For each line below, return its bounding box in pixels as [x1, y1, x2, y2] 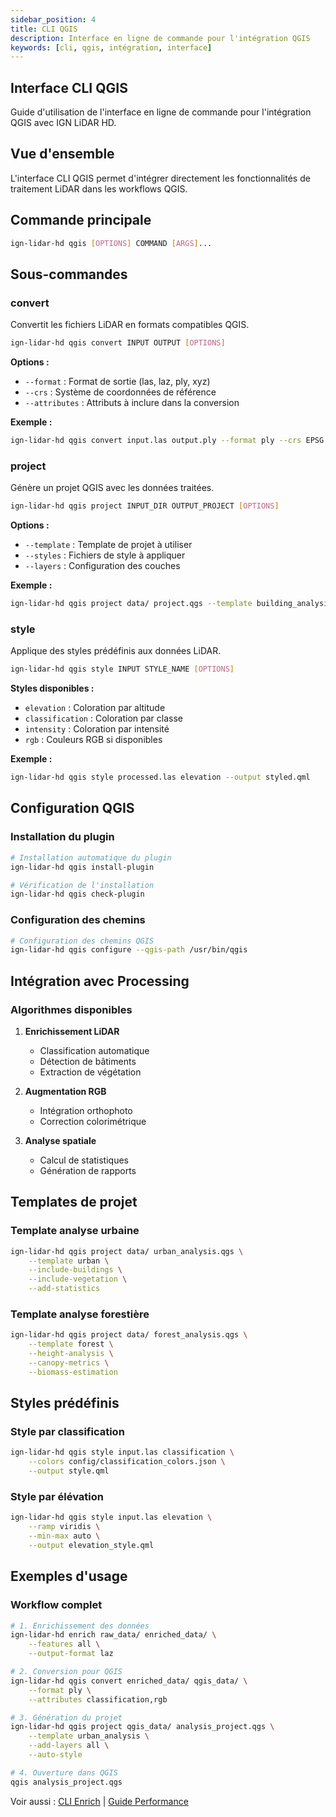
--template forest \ [28, 1339, 114, 1350]
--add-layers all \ [28, 1741, 110, 1751]
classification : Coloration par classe [24, 712, 184, 725]
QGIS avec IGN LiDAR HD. [10, 117, 117, 129]
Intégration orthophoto [39, 1105, 133, 1117]
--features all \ [28, 1639, 101, 1650]
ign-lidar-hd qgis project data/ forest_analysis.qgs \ [10, 1330, 248, 1340]
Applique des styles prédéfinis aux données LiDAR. [10, 645, 222, 657]
